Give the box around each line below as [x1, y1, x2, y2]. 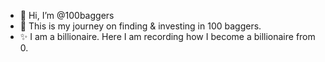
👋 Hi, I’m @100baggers [19, 10, 115, 21]
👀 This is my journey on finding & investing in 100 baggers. [19, 20, 262, 32]
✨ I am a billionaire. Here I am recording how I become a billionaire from [19, 31, 316, 42]
